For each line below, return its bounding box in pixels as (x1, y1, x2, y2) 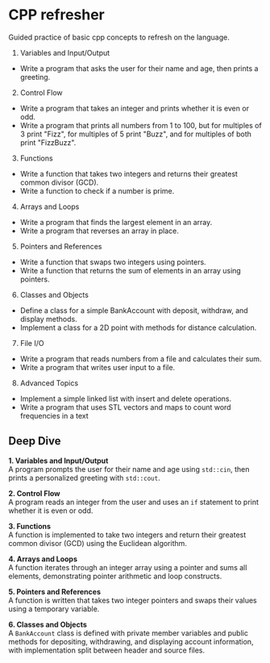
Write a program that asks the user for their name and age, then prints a (19, 63, 259, 73)
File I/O (19, 338, 44, 348)
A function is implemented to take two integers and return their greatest (8, 530, 247, 540)
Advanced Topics (19, 377, 79, 388)
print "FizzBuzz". (19, 137, 77, 147)
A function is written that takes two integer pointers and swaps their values (8, 595, 258, 605)
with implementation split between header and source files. (8, 645, 206, 655)
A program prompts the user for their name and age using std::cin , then (8, 464, 250, 473)
